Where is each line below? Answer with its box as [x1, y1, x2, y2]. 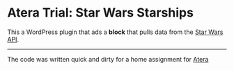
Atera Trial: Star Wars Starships [7, 5, 194, 21]
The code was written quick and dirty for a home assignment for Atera [7, 55, 209, 63]
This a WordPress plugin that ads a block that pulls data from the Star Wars [7, 28, 224, 36]
